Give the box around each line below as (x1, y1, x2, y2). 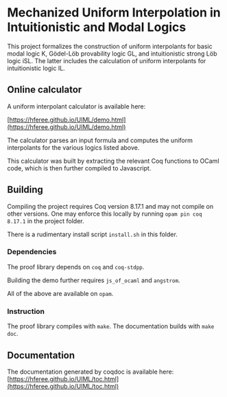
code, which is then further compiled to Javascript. (7, 163, 152, 172)
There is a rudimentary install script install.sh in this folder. (7, 230, 178, 238)
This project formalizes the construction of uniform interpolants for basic (7, 42, 213, 50)
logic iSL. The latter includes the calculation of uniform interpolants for (7, 56, 206, 65)
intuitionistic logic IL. (7, 64, 65, 72)
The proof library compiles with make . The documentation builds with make (7, 322, 215, 330)
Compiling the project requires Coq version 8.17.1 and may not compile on (7, 202, 214, 210)
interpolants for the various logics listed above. (7, 143, 140, 152)
